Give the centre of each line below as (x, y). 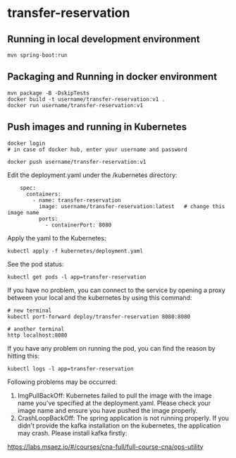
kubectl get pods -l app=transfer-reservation (77, 277)
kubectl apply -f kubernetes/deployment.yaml (75, 251)
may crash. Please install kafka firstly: (72, 433)
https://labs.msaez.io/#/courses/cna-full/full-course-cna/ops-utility (105, 447)
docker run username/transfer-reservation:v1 (75, 105)
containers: (43, 194)
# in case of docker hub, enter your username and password (98, 150)
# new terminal (30, 311)
